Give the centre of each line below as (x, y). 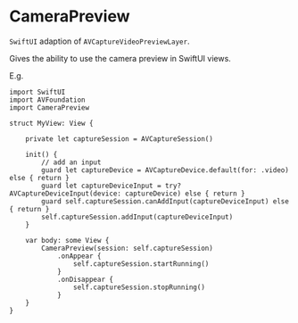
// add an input (71, 162)
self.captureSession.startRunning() (141, 264)
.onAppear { (79, 256)
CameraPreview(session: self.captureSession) (128, 248)
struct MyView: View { (51, 123)
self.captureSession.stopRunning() (139, 287)
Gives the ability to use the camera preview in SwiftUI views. (120, 58)
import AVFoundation (48, 100)
